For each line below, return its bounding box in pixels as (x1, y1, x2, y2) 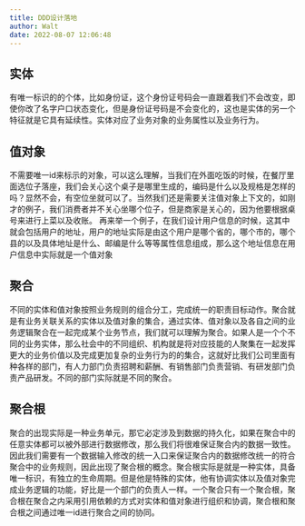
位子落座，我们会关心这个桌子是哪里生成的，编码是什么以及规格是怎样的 (25, 181, 296, 192)
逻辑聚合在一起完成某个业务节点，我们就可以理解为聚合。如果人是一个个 (16, 326, 288, 337)
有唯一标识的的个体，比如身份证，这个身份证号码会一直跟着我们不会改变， (9, 92, 288, 103)
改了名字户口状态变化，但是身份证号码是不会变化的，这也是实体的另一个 (25, 104, 296, 114)
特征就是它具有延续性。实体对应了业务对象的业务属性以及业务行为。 (9, 114, 264, 125)
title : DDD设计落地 (9, 13, 78, 23)
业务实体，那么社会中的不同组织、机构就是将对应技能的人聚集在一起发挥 (25, 338, 296, 349)
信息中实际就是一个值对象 (16, 249, 113, 260)
